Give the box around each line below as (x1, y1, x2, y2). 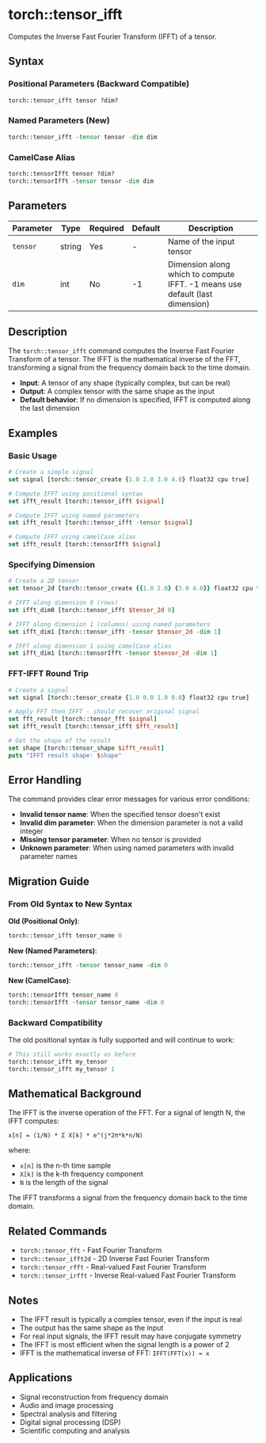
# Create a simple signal (8, 469, 93, 477)
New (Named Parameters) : (8, 946, 97, 955)
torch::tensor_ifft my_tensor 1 (8, 1065, 115, 1073)
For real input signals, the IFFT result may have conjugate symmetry (19, 1331, 241, 1341)
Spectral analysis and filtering (19, 1409, 117, 1418)
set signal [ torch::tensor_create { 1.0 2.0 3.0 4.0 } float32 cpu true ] (8, 475, 249, 484)
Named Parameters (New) (8, 115, 110, 126)
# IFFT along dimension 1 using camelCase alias (8, 642, 172, 650)
